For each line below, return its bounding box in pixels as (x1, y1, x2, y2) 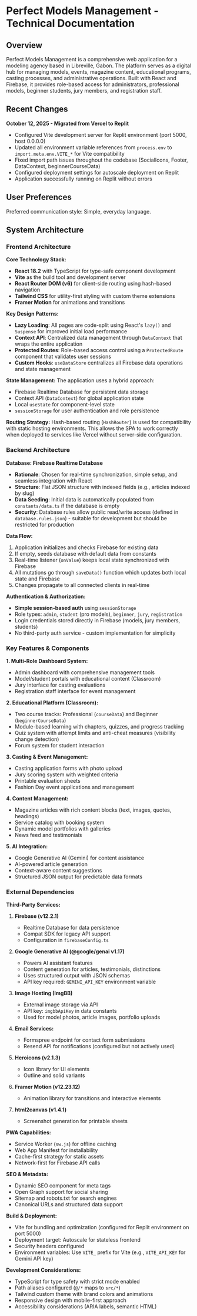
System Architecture (6, 225, 84, 235)
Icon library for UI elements (23, 1066, 90, 1073)
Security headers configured (14, 1243, 85, 1250)
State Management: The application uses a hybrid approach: (6, 377, 155, 384)
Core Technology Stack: (6, 256, 66, 263)
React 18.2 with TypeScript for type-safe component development (14, 267, 176, 275)
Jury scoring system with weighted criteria (14, 771, 119, 778)
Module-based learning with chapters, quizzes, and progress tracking (14, 723, 184, 730)
